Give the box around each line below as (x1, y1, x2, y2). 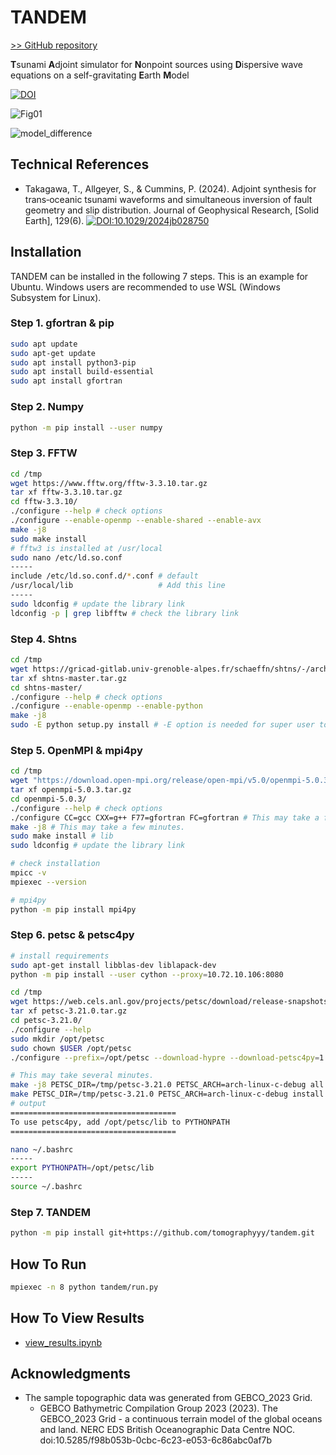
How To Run (10, 1256, 87, 1273)
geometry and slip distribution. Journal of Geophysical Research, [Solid (24, 204, 320, 216)
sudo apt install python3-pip (10, 357, 137, 368)
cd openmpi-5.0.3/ (10, 794, 87, 804)
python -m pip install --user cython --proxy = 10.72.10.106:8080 (10, 969, 284, 980)
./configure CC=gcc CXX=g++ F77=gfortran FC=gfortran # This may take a (10, 812, 320, 823)
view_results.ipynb (24, 1336, 103, 1348)
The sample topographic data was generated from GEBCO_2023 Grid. (24, 1392, 313, 1404)
